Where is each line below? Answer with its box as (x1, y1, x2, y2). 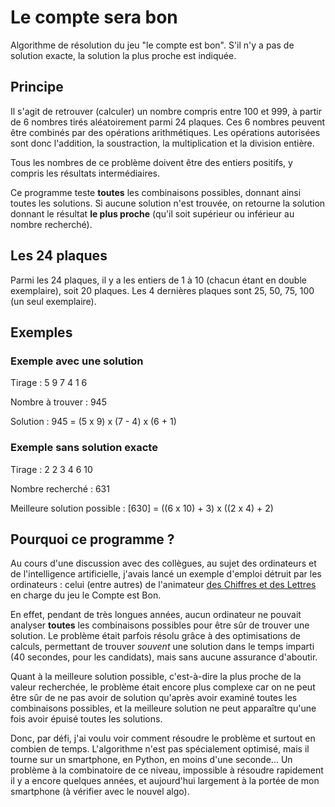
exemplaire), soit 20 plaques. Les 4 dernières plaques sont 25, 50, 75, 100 (10, 284, 315, 296)
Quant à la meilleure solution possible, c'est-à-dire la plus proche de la (10, 671, 302, 683)
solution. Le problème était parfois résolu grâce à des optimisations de (10, 630, 301, 642)
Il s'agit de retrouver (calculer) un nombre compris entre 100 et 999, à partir (10, 105, 323, 117)
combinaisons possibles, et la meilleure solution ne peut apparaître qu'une (10, 702, 317, 715)
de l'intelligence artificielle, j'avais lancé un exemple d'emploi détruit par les (10, 568, 322, 580)
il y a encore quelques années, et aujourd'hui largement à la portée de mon (10, 775, 320, 787)
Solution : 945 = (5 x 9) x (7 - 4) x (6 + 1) (10, 416, 177, 428)
